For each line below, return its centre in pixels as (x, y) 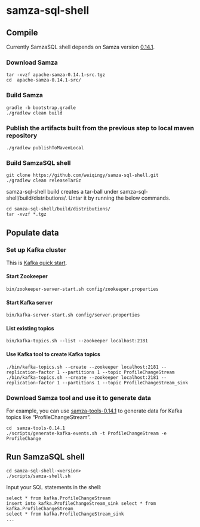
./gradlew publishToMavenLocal (45, 147)
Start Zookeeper (27, 276)
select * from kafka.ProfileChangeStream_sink (65, 514)
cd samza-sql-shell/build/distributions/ (59, 209)
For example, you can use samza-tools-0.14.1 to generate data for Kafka (95, 411)
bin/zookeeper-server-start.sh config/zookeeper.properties (83, 289)
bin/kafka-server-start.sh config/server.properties (73, 315)
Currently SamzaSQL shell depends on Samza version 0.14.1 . (81, 47)
